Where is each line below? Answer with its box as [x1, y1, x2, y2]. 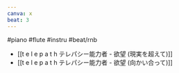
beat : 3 [7, 17, 30, 23]
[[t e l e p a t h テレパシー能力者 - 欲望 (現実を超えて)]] [17, 50, 173, 58]
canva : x [7, 10, 33, 17]
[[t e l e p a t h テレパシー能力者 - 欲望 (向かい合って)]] [17, 58, 173, 66]
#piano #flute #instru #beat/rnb [7, 35, 98, 43]
